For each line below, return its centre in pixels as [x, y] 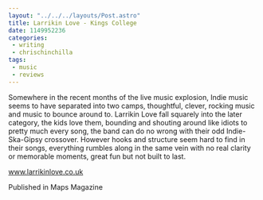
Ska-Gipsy [26, 139]
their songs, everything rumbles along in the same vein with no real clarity [130, 148]
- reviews [28, 75]
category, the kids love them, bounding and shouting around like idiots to [128, 122]
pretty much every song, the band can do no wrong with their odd [116, 131]
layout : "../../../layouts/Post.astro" [75, 15]
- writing [28, 45]
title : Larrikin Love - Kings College [73, 23]
